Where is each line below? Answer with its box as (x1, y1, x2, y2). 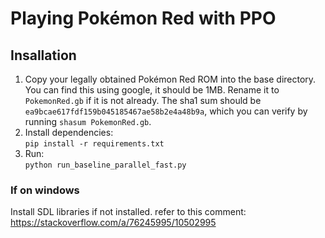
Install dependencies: (24, 127, 114, 138)
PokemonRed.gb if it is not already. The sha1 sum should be (24, 95, 262, 106)
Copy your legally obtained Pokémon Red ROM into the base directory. (24, 73, 317, 85)
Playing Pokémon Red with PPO (10, 7, 277, 30)
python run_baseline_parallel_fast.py (24, 160, 187, 170)
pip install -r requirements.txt (24, 139, 165, 149)
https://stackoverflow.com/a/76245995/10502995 (10, 217, 217, 229)
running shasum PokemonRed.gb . (24, 116, 152, 127)
